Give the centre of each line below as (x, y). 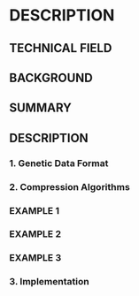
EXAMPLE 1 (35, 210)
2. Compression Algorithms (69, 186)
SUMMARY (41, 108)
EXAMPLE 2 (35, 234)
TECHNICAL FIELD (61, 48)
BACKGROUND (51, 77)
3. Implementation (50, 282)
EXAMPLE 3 (35, 258)
